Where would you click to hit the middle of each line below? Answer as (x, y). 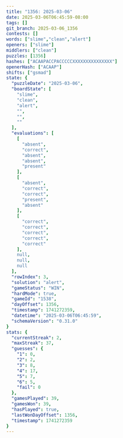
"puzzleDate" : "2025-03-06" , (47, 84)
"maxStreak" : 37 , (33, 343)
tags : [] (17, 23)
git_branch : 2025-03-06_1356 (42, 28)
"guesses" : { (27, 349)
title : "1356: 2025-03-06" (39, 12)
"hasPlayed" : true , (35, 409)
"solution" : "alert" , (38, 282)
